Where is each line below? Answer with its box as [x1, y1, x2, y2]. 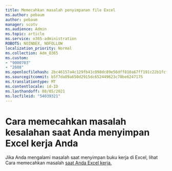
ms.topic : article [5, 31, 45, 36]
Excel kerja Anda [5, 137, 78, 149]
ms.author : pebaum [5, 12, 45, 17]
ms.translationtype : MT [5, 79, 56, 84]
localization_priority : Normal [5, 46, 72, 51]
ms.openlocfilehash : [5, 70, 50, 75]
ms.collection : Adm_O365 [5, 50, 58, 55]
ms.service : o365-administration [5, 36, 77, 42]
